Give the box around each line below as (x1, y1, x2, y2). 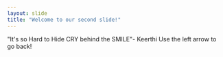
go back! (7, 42, 32, 50)
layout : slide (7, 9, 48, 17)
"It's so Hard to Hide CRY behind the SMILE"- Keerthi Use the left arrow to (7, 35, 217, 43)
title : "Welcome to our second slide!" (7, 16, 121, 23)
